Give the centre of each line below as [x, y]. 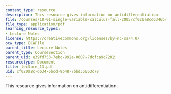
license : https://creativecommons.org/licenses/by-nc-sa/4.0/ [73, 39]
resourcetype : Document [31, 62]
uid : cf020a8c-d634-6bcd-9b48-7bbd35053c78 [52, 72]
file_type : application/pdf [35, 24]
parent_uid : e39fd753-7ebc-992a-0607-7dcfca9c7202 [60, 57]
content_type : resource [31, 10]
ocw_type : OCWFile [25, 43]
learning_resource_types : [33, 29]
